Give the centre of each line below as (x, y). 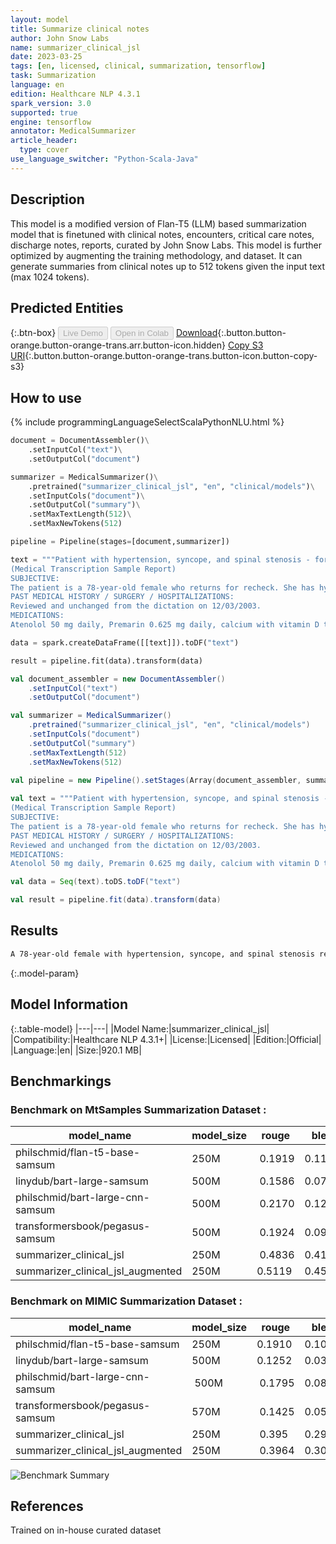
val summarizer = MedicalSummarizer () (91, 716)
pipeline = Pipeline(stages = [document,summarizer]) (120, 542)
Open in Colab (141, 333)
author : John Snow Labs (60, 38)
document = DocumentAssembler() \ (80, 441)
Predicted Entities (67, 307)
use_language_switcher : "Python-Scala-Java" (104, 159)
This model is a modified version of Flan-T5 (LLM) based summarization (158, 223)
